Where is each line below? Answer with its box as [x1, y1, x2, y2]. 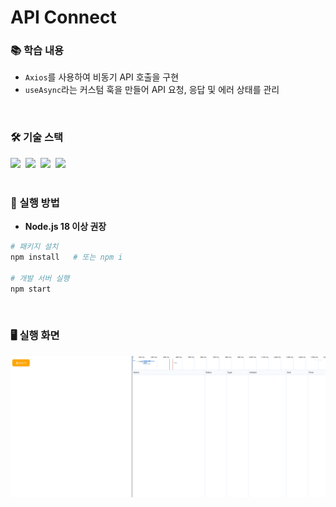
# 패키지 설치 [10, 242, 59, 252]
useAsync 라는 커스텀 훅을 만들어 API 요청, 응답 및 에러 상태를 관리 [24, 84, 280, 96]
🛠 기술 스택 [10, 131, 64, 145]
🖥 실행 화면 [10, 329, 60, 343]
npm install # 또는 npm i [10, 252, 123, 262]
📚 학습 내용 [10, 44, 65, 58]
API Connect [10, 6, 117, 29]
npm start [10, 284, 52, 294]
